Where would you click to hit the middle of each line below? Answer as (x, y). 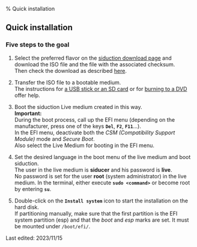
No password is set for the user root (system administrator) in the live (100, 176)
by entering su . (33, 189)
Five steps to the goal (38, 45)
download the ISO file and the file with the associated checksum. (95, 64)
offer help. (27, 95)
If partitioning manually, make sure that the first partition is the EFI (96, 213)
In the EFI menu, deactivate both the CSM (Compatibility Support (95, 133)
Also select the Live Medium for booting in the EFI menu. (84, 145)
